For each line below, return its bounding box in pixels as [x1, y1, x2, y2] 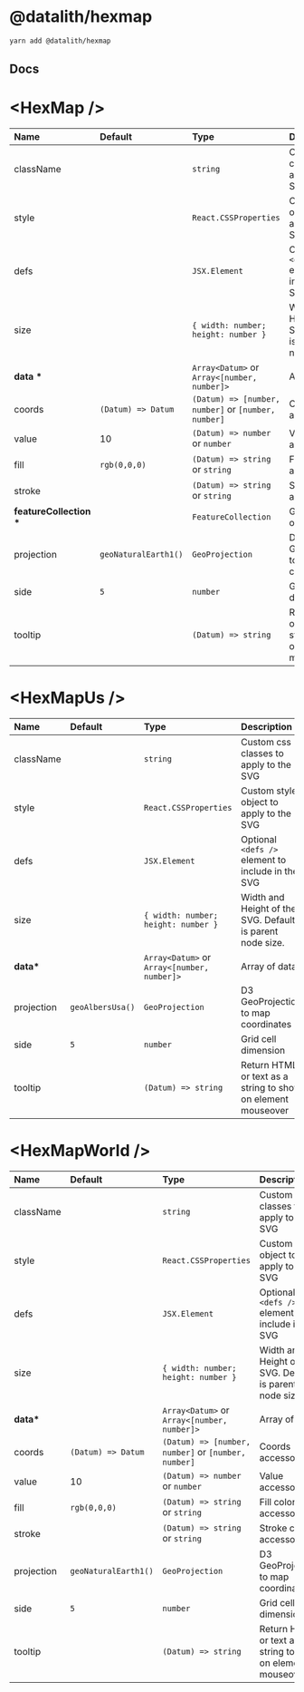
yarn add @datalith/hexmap [9, 36, 111, 45]
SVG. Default [241, 914, 296, 927]
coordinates [241, 1018, 292, 1031]
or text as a [241, 1070, 289, 1083]
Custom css [241, 736, 291, 749]
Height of [241, 902, 280, 915]
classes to [241, 747, 284, 760]
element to [241, 854, 287, 867]
